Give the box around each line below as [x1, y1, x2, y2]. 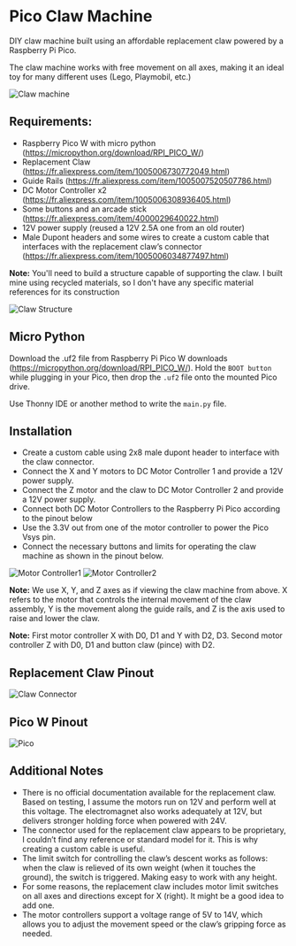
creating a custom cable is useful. [21, 843, 146, 854]
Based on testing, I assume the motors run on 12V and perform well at [21, 796, 277, 807]
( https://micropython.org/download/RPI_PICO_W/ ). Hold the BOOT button [9, 362, 272, 373]
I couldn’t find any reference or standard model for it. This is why [21, 834, 259, 844]
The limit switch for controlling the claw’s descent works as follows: [21, 852, 268, 864]
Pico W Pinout [9, 714, 88, 729]
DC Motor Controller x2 [21, 184, 108, 196]
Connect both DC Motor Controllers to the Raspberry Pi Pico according [21, 504, 281, 514]
